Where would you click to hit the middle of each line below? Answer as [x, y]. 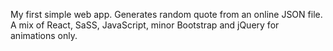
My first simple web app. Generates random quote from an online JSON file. [166, 14]
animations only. [44, 35]
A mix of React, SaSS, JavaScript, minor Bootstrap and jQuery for [145, 25]
